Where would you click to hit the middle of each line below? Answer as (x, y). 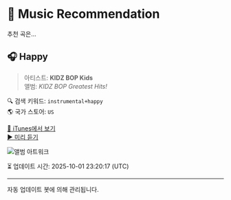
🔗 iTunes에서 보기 (32, 128)
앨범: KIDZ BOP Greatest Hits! (66, 86)
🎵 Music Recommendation (84, 14)
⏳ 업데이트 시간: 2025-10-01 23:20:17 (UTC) (68, 166)
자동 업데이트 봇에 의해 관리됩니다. (53, 189)
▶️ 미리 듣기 (23, 137)
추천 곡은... (22, 34)
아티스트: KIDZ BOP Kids (58, 78)
